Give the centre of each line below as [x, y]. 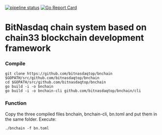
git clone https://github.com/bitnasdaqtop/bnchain [59, 74]
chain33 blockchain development [75, 38]
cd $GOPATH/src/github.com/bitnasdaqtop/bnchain [56, 82]
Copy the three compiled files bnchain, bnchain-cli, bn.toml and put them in [81, 114]
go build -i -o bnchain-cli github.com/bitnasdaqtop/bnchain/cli [73, 91]
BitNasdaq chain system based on [76, 27]
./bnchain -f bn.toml [27, 128]
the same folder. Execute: [31, 119]
